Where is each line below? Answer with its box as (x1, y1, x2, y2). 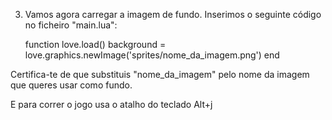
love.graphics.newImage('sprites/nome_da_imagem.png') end (24, 49, 280, 61)
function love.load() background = (24, 39, 167, 50)
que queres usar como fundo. (10, 79, 133, 91)
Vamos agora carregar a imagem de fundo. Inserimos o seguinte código (24, 9, 322, 20)
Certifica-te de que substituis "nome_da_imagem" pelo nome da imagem (10, 69, 310, 80)
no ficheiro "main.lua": (24, 19, 118, 31)
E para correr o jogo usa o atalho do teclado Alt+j (10, 99, 213, 110)
